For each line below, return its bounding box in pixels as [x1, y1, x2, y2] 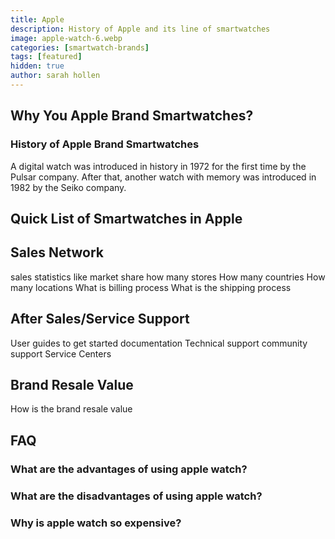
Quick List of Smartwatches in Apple [10, 210, 243, 227]
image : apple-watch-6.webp [10, 33, 123, 43]
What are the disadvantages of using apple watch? [10, 489, 263, 503]
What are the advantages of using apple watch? [10, 462, 248, 476]
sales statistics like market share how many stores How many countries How [10, 271, 326, 283]
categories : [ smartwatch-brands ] [10, 42, 150, 53]
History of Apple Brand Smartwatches [10, 137, 200, 151]
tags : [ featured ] [10, 52, 83, 62]
